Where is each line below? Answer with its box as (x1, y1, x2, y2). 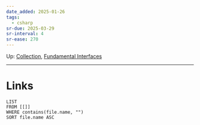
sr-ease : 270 (6, 36, 39, 42)
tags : (6, 14, 20, 20)
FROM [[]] (6, 104, 31, 110)
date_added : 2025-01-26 (6, 8, 65, 15)
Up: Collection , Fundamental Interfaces (6, 53, 102, 60)
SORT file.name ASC (6, 114, 55, 120)
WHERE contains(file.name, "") (6, 109, 84, 115)
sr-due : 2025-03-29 (6, 25, 55, 32)
